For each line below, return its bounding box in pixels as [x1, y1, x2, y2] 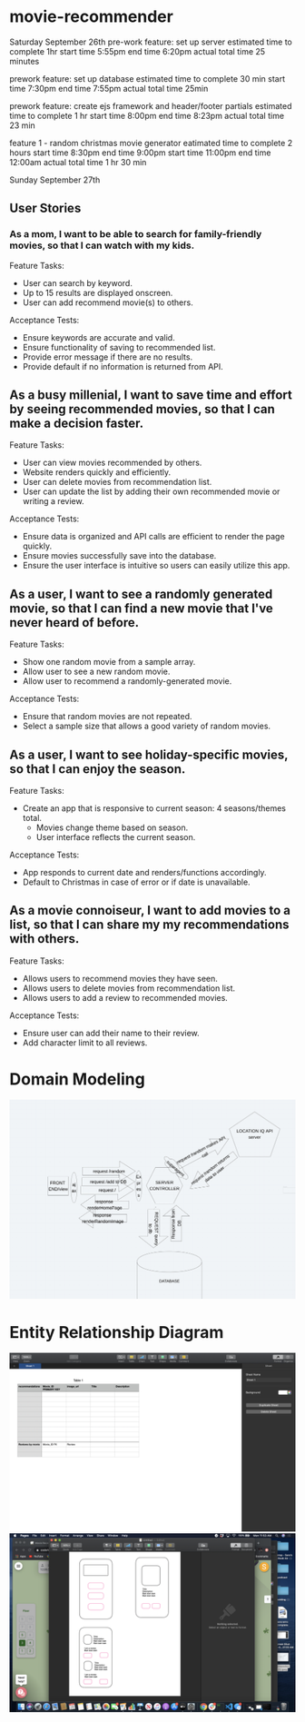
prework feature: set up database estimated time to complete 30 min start [9, 73, 286, 84]
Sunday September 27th [9, 174, 101, 185]
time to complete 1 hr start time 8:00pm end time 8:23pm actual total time [9, 110, 284, 121]
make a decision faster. [9, 416, 144, 431]
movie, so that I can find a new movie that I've [9, 600, 274, 616]
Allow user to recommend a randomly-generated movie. [22, 676, 232, 687]
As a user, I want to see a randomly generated [9, 586, 273, 601]
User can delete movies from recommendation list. [22, 477, 212, 488]
